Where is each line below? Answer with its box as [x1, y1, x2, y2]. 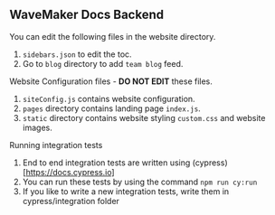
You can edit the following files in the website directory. [9, 31, 216, 42]
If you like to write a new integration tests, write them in [22, 185, 230, 197]
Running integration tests [9, 139, 103, 150]
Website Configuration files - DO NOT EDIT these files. [9, 76, 213, 87]
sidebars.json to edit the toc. [22, 49, 133, 60]
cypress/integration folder [22, 195, 120, 206]
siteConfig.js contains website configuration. [22, 93, 196, 104]
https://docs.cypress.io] [25, 166, 115, 177]
